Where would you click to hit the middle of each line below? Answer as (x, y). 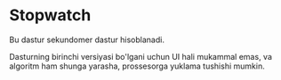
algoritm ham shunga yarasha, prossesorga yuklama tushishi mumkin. (137, 66)
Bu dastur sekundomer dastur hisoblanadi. (87, 40)
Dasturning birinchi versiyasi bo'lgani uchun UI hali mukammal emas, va (141, 56)
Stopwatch (50, 15)
